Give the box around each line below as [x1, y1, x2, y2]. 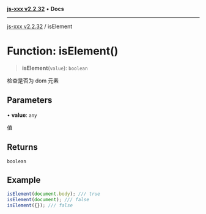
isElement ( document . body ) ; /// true [7, 191, 100, 197]
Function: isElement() [7, 44, 119, 58]
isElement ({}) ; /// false [7, 202, 73, 208]
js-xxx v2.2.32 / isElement [7, 23, 73, 30]
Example [7, 174, 41, 185]
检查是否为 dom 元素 [7, 76, 59, 84]
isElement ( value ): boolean [21, 64, 88, 72]
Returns [7, 142, 39, 152]
